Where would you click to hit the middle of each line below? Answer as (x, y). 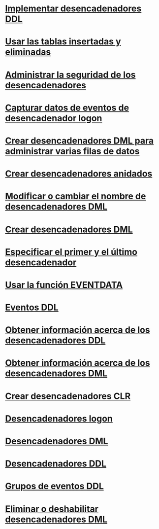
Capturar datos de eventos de (67, 108)
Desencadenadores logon (59, 418)
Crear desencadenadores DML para (79, 141)
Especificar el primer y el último (71, 252)
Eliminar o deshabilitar (52, 509)
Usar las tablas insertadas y (63, 42)
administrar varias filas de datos (72, 151)
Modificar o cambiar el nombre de (76, 196)
